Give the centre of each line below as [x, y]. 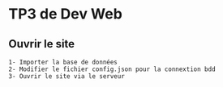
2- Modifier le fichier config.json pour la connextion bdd [112, 69]
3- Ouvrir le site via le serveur [67, 77]
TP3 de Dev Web [66, 14]
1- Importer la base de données [63, 62]
